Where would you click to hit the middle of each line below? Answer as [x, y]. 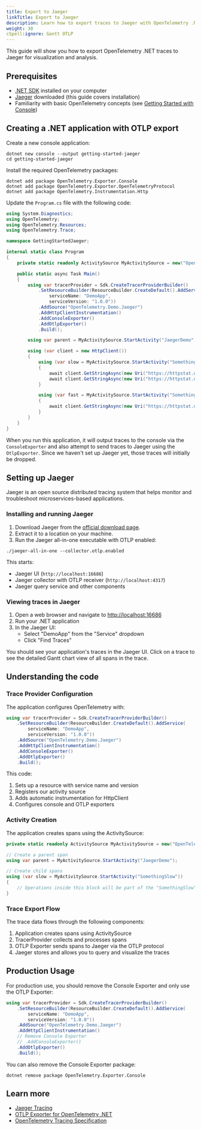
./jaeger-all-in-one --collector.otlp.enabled [65, 551]
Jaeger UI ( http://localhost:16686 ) [59, 573]
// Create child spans [34, 871]
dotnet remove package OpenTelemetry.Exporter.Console [76, 1075]
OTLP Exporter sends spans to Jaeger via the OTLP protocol [89, 946]
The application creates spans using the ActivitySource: [75, 833]
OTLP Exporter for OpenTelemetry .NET [63, 1114]
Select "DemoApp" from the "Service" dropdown [84, 633]
